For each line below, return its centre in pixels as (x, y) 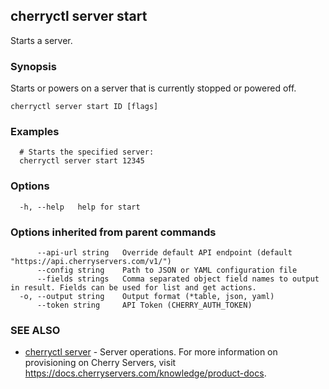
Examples (35, 132)
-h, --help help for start (80, 207)
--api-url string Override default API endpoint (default (164, 253)
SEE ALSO (35, 330)
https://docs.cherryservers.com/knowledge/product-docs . (145, 373)
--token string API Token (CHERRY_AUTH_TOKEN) (144, 305)
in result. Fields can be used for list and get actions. (133, 288)
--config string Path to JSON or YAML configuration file (167, 270)
